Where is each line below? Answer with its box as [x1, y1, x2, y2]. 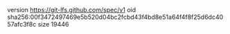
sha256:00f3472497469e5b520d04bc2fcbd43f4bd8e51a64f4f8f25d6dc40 [7, 13, 224, 21]
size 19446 [37, 20, 69, 28]
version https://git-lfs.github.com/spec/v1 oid [7, 6, 136, 14]
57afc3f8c [7, 20, 37, 28]
